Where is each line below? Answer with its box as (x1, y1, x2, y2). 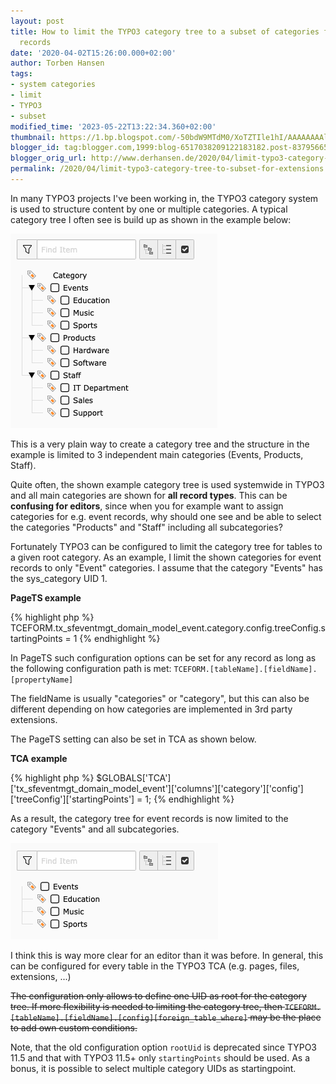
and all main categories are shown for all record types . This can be (10, 489, 288, 501)
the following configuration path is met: (10, 662, 172, 674)
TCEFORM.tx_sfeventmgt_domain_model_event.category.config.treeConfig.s (10, 621, 326, 634)
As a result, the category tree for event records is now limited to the (10, 812, 289, 824)
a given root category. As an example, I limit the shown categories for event (10, 551, 322, 563)
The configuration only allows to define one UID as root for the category (10, 990, 307, 1002)
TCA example (10, 752, 68, 764)
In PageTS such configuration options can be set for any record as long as (10, 651, 317, 664)
